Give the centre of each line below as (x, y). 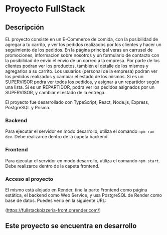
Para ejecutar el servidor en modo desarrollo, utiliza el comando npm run (80, 131)
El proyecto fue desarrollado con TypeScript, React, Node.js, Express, (77, 102)
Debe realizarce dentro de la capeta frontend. (52, 166)
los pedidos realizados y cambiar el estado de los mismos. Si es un (74, 76)
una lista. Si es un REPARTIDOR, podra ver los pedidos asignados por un (80, 87)
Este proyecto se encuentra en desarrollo (71, 226)
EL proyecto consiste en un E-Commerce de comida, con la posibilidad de (82, 39)
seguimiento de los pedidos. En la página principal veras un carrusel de (79, 50)
